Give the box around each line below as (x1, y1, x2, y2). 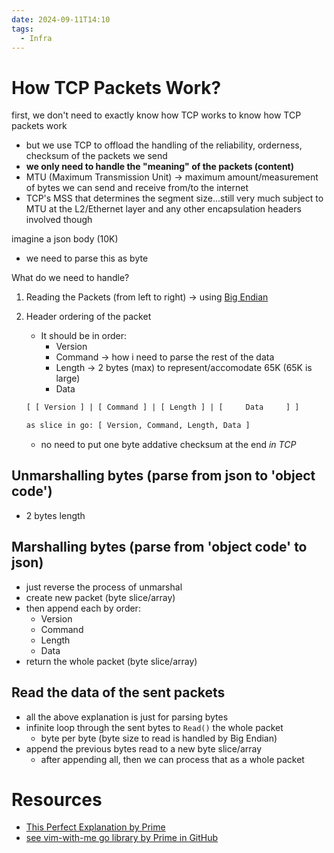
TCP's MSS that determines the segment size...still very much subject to (25, 192, 324, 205)
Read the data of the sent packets (11, 684, 226, 701)
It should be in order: (40, 330, 128, 342)
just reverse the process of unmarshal (25, 581, 183, 593)
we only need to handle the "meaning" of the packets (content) (25, 161, 295, 173)
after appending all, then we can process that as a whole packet (40, 753, 305, 765)
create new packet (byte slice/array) (25, 591, 176, 603)
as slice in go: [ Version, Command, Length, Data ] (25, 421, 251, 431)
